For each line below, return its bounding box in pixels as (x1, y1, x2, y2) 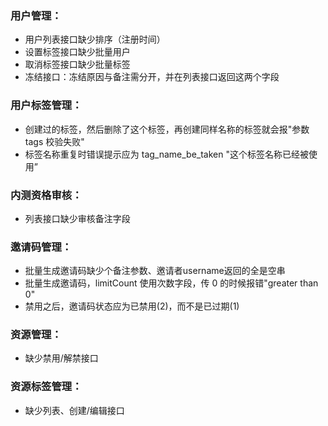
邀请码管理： (10, 240, 73, 254)
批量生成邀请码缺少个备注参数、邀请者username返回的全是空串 (24, 265, 286, 277)
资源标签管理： (10, 380, 83, 394)
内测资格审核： (10, 188, 83, 202)
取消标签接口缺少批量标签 (24, 58, 131, 71)
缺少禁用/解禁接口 (24, 352, 99, 364)
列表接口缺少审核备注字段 (24, 212, 131, 224)
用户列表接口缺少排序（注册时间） (24, 33, 166, 46)
